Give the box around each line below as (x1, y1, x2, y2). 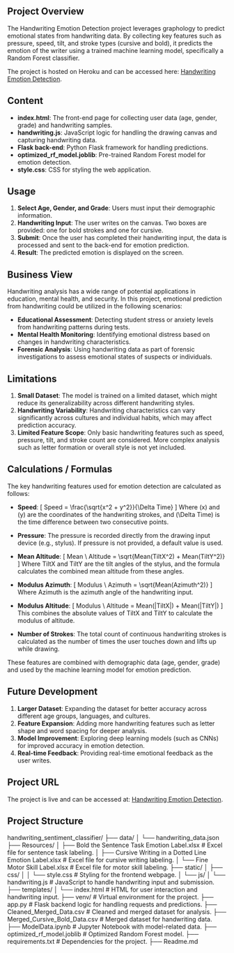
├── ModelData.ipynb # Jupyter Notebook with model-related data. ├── (7, 922, 217, 931)
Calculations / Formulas (7, 463, 113, 475)
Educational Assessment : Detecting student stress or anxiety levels (17, 315, 214, 324)
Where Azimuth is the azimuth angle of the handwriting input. (17, 587, 194, 596)
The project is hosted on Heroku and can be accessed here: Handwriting (7, 67, 216, 75)
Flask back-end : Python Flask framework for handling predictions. (17, 143, 209, 151)
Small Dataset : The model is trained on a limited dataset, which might (17, 391, 217, 400)
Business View (7, 269, 73, 280)
